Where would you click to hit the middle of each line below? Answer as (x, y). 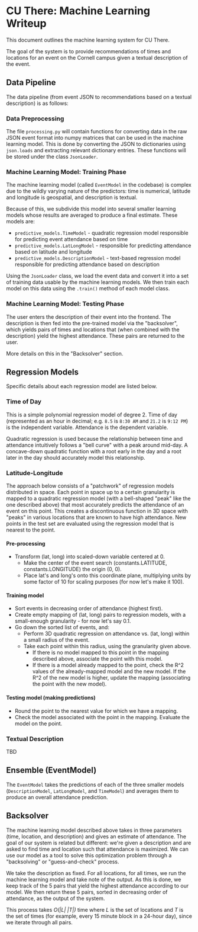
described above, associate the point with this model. (97, 659)
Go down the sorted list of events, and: (62, 627)
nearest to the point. (31, 530)
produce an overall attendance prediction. (57, 797)
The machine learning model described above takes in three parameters (94, 830)
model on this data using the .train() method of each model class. (88, 289)
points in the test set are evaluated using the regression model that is (90, 524)
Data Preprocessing (35, 118)
